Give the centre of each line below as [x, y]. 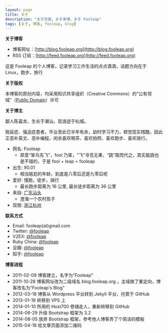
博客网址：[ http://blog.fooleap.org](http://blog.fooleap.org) [73, 49]
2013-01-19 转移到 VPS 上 [39, 300]
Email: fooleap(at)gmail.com [41, 226]
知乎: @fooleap [28, 254]
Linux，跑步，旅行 [24, 73]
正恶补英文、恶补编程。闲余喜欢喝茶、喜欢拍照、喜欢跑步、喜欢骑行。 [77, 138]
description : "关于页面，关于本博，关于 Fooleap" [53, 19]
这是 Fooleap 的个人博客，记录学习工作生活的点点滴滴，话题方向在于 [76, 66]
